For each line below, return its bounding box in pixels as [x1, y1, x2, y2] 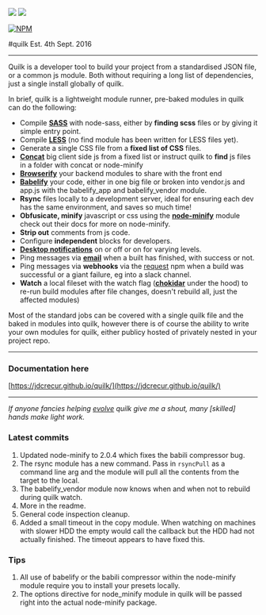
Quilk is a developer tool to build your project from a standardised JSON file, [8, 62, 257, 71]
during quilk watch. [19, 492, 83, 502]
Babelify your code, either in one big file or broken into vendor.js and [19, 177, 245, 186]
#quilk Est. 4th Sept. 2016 [8, 40, 93, 48]
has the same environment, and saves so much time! [19, 202, 192, 212]
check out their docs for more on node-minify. [19, 219, 171, 229]
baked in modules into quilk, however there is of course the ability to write [8, 319, 249, 329]
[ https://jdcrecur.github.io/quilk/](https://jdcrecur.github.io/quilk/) [8, 381, 222, 390]
